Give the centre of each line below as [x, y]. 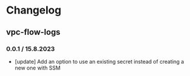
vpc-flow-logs [33, 32]
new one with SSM [38, 68]
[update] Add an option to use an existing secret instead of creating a [99, 61]
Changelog [34, 10]
